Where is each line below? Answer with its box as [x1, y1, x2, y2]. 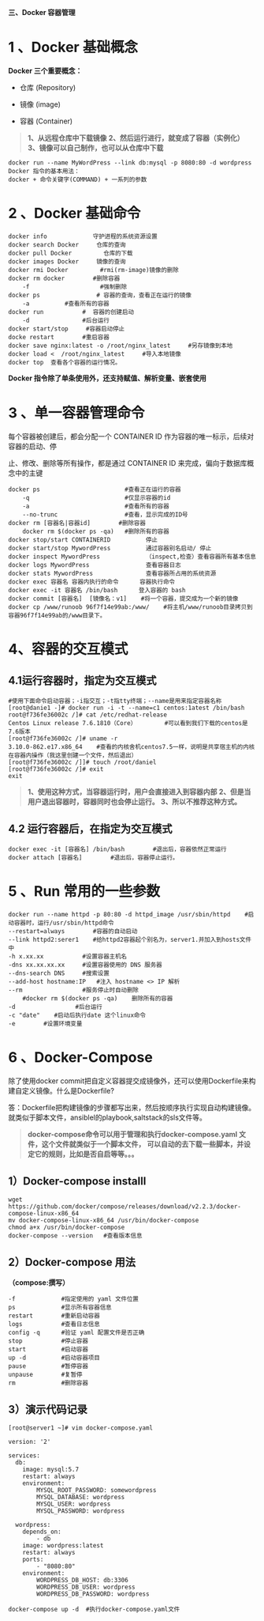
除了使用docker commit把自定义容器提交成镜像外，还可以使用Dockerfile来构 [8, 1075, 256, 1086]
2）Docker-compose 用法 [8, 1255, 136, 1268]
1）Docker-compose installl [8, 1174, 147, 1188]
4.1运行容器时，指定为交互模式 [8, 674, 157, 687]
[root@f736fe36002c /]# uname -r [8, 735, 118, 742]
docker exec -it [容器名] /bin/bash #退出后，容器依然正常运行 [8, 845, 227, 853]
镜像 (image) [19, 99, 61, 109]
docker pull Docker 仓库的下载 [8, 249, 133, 257]
